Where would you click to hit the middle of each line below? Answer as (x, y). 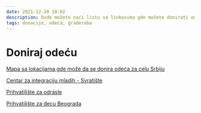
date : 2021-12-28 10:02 (36, 12)
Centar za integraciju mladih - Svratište (54, 81)
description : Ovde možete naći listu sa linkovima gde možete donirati (97, 17)
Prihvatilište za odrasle (34, 92)
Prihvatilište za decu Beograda (44, 104)
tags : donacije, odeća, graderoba (49, 23)
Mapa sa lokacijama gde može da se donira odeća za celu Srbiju (86, 69)
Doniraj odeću (42, 52)
